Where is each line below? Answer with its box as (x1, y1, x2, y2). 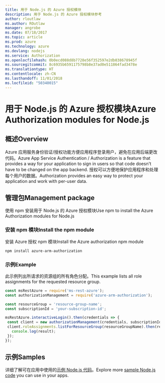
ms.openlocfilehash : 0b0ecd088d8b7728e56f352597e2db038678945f (5, 58, 137, 63)
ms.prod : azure (5, 39, 36, 44)
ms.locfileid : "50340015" (5, 80, 58, 85)
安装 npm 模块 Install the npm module (5, 226, 94, 233)
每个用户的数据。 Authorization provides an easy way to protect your (5, 173, 143, 178)
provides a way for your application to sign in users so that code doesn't (5, 161, 151, 167)
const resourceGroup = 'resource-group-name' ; (5, 302, 102, 307)
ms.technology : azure (5, 44, 50, 49)
